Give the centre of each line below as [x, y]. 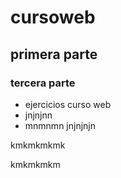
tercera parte [43, 83]
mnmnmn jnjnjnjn [60, 125]
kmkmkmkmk [38, 145]
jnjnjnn [38, 115]
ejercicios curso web [68, 104]
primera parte [54, 54]
